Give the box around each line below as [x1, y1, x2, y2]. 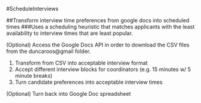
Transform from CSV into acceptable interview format [14, 60, 148, 66]
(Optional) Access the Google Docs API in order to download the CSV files [6, 42, 190, 48]
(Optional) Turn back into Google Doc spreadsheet [6, 90, 131, 97]
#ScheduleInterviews [6, 5, 59, 12]
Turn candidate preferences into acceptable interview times [14, 78, 163, 86]
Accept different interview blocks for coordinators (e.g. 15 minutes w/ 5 [14, 66, 191, 73]
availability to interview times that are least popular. [6, 30, 133, 37]
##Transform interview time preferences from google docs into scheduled [6, 17, 190, 23]
